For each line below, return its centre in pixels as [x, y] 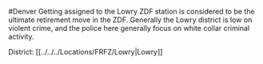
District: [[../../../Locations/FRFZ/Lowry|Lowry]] [86, 52]
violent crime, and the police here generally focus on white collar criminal [129, 28]
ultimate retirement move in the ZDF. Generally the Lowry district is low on [130, 20]
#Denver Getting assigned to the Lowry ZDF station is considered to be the [131, 11]
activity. [21, 36]
